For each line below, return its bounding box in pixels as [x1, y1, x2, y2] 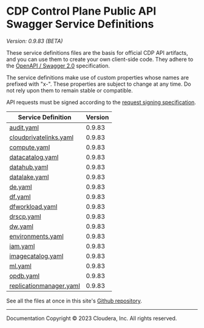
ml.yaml [9, 262, 32, 270]
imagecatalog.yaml [9, 251, 64, 260]
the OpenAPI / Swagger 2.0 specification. [6, 62, 110, 69]
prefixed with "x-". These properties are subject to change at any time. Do [6, 80, 191, 88]
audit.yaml [9, 123, 39, 131]
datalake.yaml [9, 172, 49, 181]
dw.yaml [9, 222, 33, 231]
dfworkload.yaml [9, 202, 58, 211]
